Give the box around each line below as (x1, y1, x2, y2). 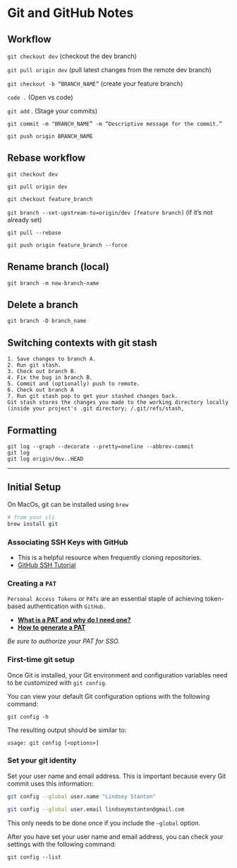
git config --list (7, 853, 61, 861)
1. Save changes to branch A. (7, 355, 97, 362)
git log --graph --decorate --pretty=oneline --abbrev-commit (7, 443, 194, 450)
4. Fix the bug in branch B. (7, 374, 93, 382)
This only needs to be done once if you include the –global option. (7, 818, 201, 827)
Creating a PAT (7, 578, 57, 588)
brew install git (7, 520, 59, 527)
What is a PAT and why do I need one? (17, 616, 131, 624)
